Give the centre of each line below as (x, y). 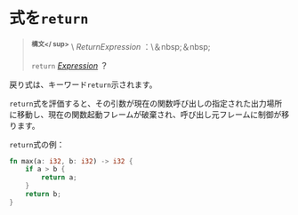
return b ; (44, 195)
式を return (49, 18)
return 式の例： (37, 144)
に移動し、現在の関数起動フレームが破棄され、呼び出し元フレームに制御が (145, 114)
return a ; (59, 178)
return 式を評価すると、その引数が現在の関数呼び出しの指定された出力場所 (146, 103)
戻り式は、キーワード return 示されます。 (83, 84)
